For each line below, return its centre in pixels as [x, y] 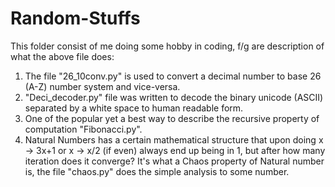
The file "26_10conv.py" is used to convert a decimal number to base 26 [173, 76]
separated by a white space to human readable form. [134, 108]
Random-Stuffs [75, 18]
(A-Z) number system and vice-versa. [102, 86]
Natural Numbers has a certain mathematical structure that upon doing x [174, 139]
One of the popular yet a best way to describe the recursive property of [172, 118]
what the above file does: [62, 56]
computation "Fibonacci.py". [83, 129]
